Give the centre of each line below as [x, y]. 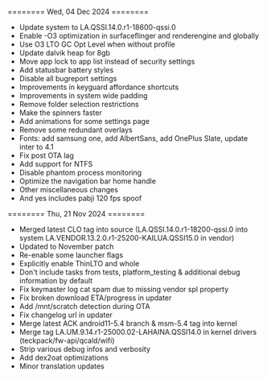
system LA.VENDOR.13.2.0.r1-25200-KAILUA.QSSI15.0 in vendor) [127, 238]
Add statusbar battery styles [66, 70]
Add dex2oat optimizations [64, 358]
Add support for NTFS [56, 164]
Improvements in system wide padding [83, 95]
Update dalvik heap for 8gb [64, 53]
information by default [56, 280]
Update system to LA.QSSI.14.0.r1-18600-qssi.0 [97, 27]
